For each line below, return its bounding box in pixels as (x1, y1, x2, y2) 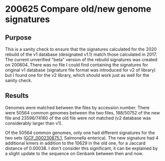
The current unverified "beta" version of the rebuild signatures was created (5, 57, 158, 62)
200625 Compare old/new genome (5, 3, 151, 15)
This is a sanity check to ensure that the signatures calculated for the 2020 (5, 46, 157, 52)
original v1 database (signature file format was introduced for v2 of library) (5, 67, 156, 73)
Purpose (5, 33, 32, 42)
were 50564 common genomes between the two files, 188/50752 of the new (5, 110, 160, 115)
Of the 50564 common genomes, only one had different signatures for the (5, 130, 155, 136)
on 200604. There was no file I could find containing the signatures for (5, 62, 148, 68)
